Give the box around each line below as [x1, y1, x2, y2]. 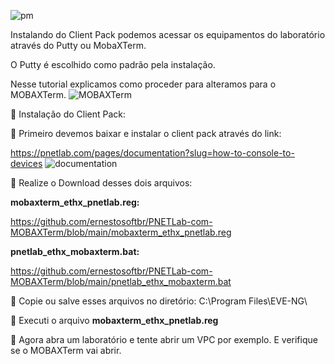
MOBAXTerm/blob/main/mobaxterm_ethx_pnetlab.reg [10, 226, 232, 238]
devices [10, 158, 43, 169]
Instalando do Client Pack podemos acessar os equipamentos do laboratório [10, 29, 326, 40]
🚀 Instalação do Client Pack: [10, 108, 127, 120]
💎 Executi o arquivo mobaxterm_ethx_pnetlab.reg [10, 315, 219, 326]
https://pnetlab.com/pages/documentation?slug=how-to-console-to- [10, 147, 295, 159]
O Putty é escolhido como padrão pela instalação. [10, 59, 216, 70]
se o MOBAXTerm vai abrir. [10, 345, 122, 356]
